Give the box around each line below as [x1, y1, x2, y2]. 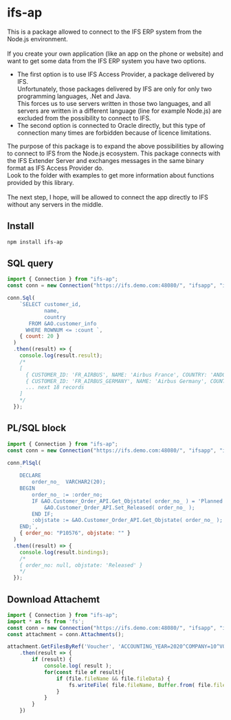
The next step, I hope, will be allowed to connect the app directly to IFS [7, 193, 208, 201]
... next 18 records [25, 384, 85, 391]
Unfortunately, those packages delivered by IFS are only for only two [16, 85, 212, 93]
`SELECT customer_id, [19, 301, 81, 308]
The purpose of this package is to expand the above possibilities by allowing [7, 142, 224, 150]
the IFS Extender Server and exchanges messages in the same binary [7, 156, 204, 164]
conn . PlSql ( [7, 459, 41, 466]
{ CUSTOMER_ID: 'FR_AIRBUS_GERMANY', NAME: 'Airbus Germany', [25, 378, 208, 384]
